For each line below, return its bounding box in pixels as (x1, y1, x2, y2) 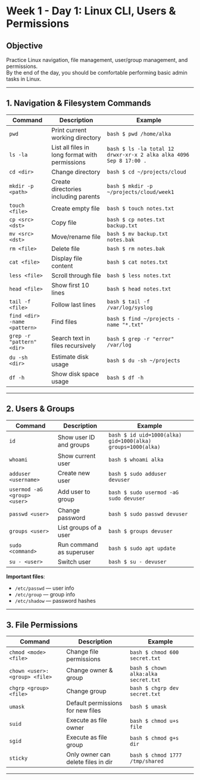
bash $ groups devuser (108, 528, 173, 534)
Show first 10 (51, 281, 89, 289)
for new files (66, 707, 101, 715)
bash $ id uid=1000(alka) (108, 431, 182, 438)
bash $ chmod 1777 (130, 752, 182, 759)
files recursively (51, 341, 96, 349)
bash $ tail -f (107, 298, 150, 305)
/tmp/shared (130, 758, 164, 764)
